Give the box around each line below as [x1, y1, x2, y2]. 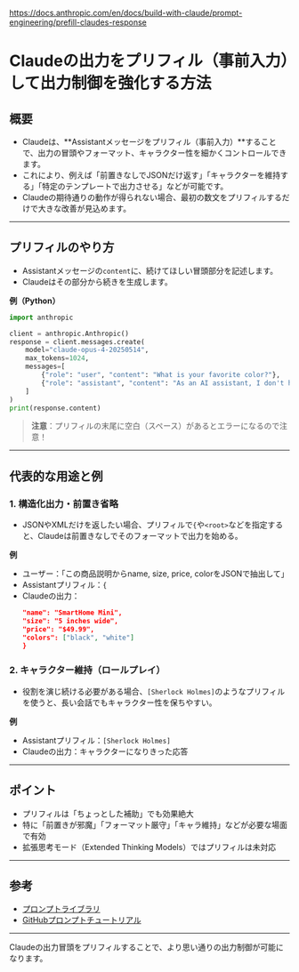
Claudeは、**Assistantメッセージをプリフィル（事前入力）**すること [21, 137, 278, 147]
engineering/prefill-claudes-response [9, 17, 147, 28]
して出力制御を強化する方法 [9, 73, 212, 93]
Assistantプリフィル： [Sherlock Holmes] [21, 735, 171, 745]
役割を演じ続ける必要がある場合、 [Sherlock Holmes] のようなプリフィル [21, 686, 286, 696]
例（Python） [9, 295, 61, 306]
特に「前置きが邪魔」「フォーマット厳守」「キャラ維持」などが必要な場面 [21, 819, 287, 830]
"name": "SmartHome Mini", [21, 608, 123, 617]
